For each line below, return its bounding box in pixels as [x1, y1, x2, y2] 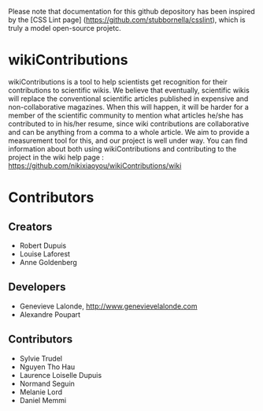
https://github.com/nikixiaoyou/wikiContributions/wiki [8, 161, 182, 170]
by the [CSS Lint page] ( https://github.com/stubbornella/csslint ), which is [8, 15, 246, 24]
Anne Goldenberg [19, 257, 77, 267]
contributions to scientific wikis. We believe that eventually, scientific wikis [8, 85, 250, 95]
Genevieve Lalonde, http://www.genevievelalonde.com [19, 301, 198, 311]
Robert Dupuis [19, 241, 67, 250]
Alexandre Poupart [19, 309, 81, 319]
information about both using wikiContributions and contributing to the [8, 144, 237, 153]
